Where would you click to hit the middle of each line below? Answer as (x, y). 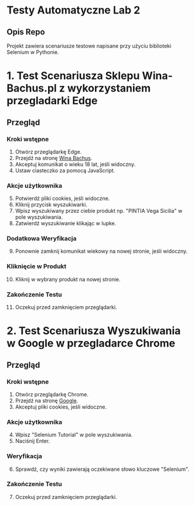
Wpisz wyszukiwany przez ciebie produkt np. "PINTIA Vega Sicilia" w (99, 211)
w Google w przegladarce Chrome (91, 343)
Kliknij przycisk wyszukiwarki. (51, 205)
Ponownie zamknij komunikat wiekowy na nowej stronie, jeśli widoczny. (101, 251)
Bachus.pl (32, 88)
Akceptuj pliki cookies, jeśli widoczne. (61, 407)
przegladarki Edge (52, 101)
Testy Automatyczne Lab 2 (73, 10)
